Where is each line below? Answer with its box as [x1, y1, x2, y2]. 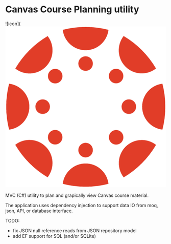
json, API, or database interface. [5, 208, 73, 214]
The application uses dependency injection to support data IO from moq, [5, 202, 158, 208]
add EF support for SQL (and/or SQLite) [12, 233, 96, 239]
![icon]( [5, 21, 21, 27]
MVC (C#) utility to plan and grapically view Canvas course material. [5, 192, 149, 198]
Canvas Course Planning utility [5, 4, 139, 15]
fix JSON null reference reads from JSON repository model [12, 227, 137, 234]
